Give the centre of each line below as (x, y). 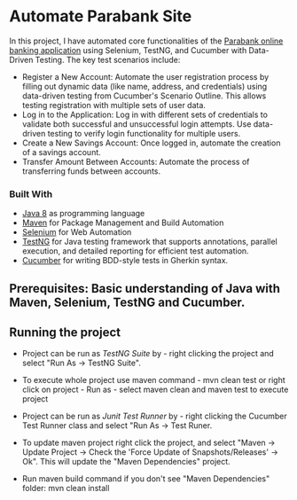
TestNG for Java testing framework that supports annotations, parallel (149, 242)
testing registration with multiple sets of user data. (114, 105)
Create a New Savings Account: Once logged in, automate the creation (151, 143)
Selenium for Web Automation (77, 232)
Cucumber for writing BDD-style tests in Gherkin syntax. (125, 261)
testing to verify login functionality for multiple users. (144, 133)
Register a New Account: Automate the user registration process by (145, 76)
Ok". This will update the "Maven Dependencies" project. (126, 462)
